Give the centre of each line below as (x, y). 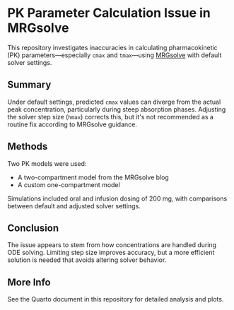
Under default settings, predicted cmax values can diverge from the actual (114, 102)
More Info (29, 282)
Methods (28, 147)
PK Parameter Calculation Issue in (109, 13)
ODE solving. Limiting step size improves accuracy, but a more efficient (111, 253)
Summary (29, 85)
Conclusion (33, 228)
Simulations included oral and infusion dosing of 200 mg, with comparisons (117, 198)
